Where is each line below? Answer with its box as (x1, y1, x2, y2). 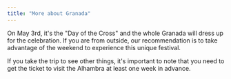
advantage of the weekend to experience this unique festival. (7, 43, 181, 52)
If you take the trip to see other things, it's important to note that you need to (7, 56, 225, 65)
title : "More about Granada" (7, 10, 91, 17)
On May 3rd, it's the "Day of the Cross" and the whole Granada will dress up (7, 29, 224, 37)
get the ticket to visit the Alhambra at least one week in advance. (7, 64, 191, 72)
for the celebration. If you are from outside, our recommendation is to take (7, 36, 218, 45)
